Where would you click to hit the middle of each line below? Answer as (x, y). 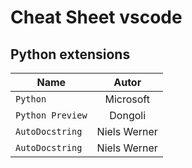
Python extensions (70, 54)
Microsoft (127, 99)
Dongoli (128, 115)
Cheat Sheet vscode (96, 17)
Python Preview (51, 115)
